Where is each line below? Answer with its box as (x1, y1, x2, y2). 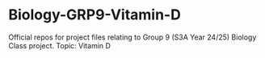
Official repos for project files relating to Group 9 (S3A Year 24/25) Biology (8, 32, 257, 42)
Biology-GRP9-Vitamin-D (8, 6, 182, 24)
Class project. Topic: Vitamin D (8, 40, 111, 50)
